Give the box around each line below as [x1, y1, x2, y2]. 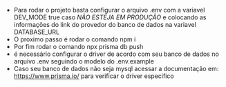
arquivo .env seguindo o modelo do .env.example [13, 57, 154, 65]
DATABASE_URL [13, 28, 60, 36]
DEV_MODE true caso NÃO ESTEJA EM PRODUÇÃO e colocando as [13, 13, 207, 21]
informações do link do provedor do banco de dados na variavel [13, 21, 197, 28]
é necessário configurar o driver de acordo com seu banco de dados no [13, 50, 219, 58]
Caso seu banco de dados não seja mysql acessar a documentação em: [13, 65, 219, 72]
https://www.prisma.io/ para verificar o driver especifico [13, 72, 174, 80]
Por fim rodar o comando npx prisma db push [13, 43, 144, 50]
